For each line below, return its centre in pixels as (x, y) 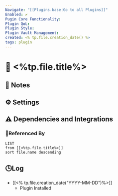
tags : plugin (19, 42)
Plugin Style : (20, 28)
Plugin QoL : (17, 24)
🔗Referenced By (25, 134)
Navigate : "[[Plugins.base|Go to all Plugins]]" (57, 10)
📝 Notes (18, 85)
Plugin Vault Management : (32, 33)
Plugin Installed (35, 188)
